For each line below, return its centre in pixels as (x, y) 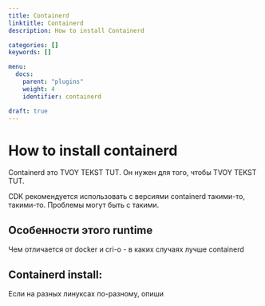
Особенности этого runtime (81, 230)
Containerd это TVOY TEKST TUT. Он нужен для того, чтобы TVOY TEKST (132, 173)
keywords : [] (30, 53)
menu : (17, 67)
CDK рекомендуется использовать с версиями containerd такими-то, (127, 197)
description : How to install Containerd (77, 30)
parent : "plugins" (53, 81)
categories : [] (34, 45)
